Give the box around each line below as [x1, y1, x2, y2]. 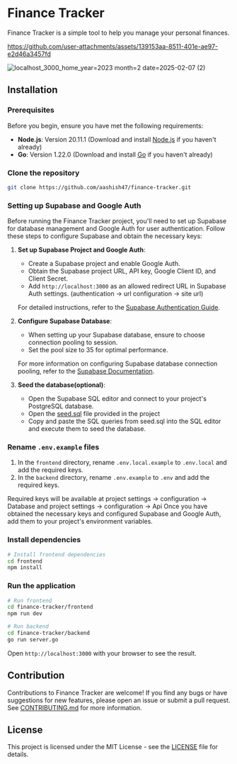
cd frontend [7, 558, 42, 565]
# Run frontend [7, 597, 52, 604]
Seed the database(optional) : [17, 381, 106, 389]
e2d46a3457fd [7, 50, 52, 58]
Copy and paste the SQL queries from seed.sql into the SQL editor [28, 417, 221, 426]
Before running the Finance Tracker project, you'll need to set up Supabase [7, 217, 227, 225]
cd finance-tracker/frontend [7, 604, 93, 611]
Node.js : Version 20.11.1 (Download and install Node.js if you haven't [17, 135, 217, 143]
